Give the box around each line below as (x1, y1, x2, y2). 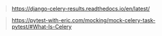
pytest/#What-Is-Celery (11, 23, 72, 30)
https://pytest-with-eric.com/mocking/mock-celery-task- (11, 17, 156, 23)
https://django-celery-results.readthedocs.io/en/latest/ (11, 5, 150, 12)
